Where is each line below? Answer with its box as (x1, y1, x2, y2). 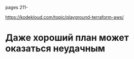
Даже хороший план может (5, 32, 129, 44)
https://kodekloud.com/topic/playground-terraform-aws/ (5, 14, 124, 20)
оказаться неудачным (5, 43, 106, 54)
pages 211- (5, 5, 28, 10)
